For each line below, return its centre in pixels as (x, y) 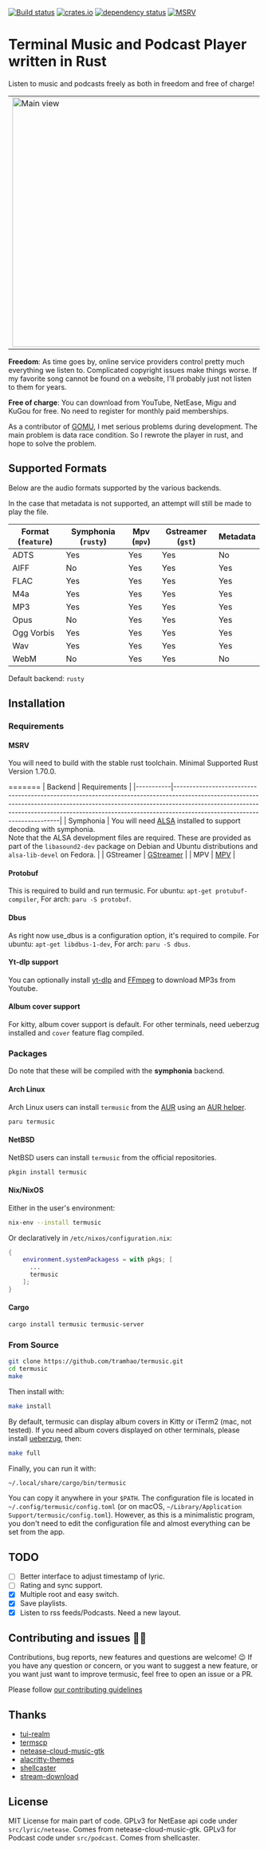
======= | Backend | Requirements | (70, 787)
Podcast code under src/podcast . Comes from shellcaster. (104, 1838)
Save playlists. (43, 1603)
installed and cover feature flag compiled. (77, 1033)
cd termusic (28, 1369)
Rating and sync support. (61, 1586)
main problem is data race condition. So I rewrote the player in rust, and (126, 434)
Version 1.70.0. (32, 771)
